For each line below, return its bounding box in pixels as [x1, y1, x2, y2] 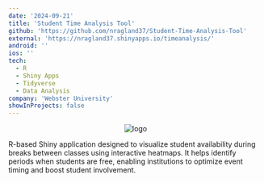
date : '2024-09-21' [8, 11, 74, 20]
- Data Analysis [15, 86, 70, 95]
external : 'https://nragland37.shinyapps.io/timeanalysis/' [8, 34, 216, 43]
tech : [8, 57, 27, 65]
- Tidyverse [15, 79, 57, 87]
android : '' [8, 42, 48, 50]
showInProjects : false [8, 102, 85, 110]
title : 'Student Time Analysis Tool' [8, 19, 136, 27]
